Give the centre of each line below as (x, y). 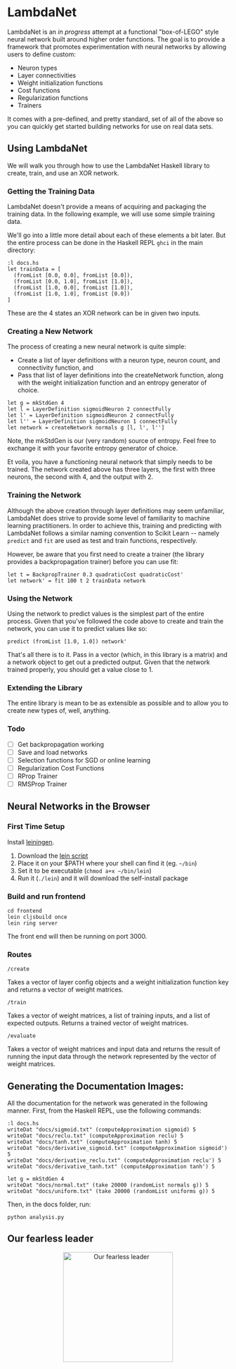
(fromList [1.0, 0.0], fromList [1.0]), (73, 288)
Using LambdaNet (47, 149)
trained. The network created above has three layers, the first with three (111, 470)
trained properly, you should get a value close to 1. (80, 669)
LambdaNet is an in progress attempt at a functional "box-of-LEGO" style (113, 32)
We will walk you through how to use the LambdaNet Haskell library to (109, 165)
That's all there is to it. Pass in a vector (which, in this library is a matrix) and (118, 654)
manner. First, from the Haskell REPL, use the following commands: (104, 1111)
